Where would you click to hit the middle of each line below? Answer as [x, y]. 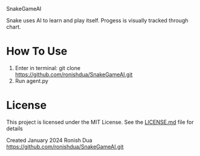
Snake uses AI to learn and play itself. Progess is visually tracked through [97, 20]
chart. [14, 27]
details [15, 128]
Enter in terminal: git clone [47, 68]
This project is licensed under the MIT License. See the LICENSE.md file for [100, 122]
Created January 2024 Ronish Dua [49, 140]
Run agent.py [31, 80]
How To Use [37, 51]
